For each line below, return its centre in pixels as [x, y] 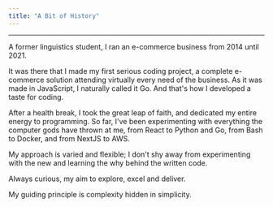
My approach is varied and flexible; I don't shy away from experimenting [130, 154]
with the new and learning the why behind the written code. [108, 162]
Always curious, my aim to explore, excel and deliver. [97, 179]
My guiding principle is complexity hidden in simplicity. [100, 194]
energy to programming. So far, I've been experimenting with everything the [135, 121]
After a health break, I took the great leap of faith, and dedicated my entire [133, 112]
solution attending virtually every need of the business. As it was [154, 80]
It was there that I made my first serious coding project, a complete [121, 71]
